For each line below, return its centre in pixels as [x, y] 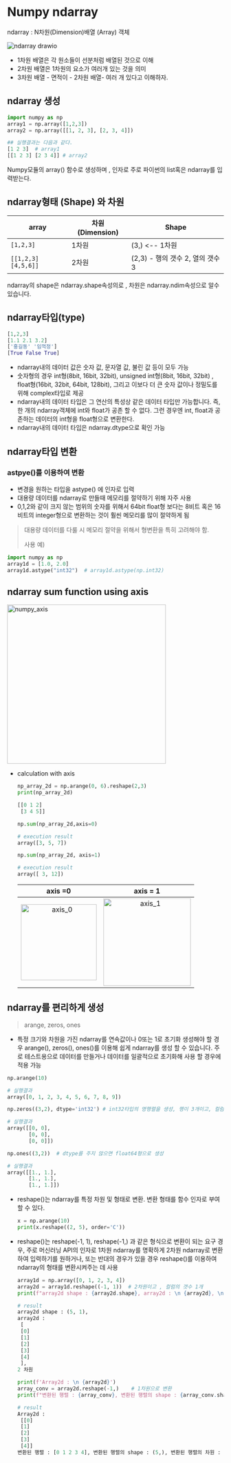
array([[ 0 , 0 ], [29, 1128]
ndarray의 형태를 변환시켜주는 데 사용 [67, 1267]
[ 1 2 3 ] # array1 [33, 149]
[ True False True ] [33, 353]
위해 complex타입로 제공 [50, 393]
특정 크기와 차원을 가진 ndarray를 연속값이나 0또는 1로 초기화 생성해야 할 [114, 1039]
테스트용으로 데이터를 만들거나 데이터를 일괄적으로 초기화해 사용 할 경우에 [123, 1056]
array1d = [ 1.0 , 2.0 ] [38, 564]
